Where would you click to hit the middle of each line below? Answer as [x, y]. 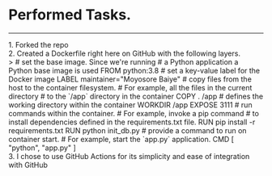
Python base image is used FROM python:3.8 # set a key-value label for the [134, 70]
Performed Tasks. [70, 15]
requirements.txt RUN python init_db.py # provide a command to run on [127, 130]
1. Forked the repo [38, 44]
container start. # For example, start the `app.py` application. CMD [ [121, 139]
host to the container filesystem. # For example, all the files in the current [130, 87]
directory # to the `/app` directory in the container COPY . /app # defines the [136, 96]
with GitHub [28, 165]
